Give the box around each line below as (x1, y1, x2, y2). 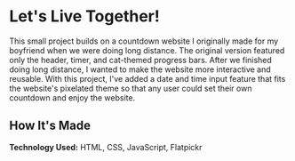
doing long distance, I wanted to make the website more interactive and (9, 64, 271, 75)
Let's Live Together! (9, 6, 160, 27)
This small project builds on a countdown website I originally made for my (9, 36, 279, 46)
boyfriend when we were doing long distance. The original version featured (9, 44, 285, 55)
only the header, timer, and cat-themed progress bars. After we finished (9, 54, 273, 65)
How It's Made (9, 118, 92, 133)
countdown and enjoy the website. (9, 92, 136, 103)
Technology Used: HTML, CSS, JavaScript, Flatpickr (9, 141, 203, 152)
